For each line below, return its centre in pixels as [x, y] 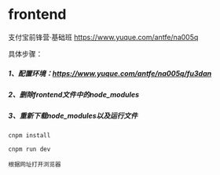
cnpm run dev [29, 149]
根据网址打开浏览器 [35, 164]
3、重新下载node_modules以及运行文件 [73, 116]
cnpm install [29, 135]
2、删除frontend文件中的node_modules [74, 94]
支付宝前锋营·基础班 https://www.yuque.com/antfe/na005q [103, 37]
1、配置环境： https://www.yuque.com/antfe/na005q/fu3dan [110, 73]
